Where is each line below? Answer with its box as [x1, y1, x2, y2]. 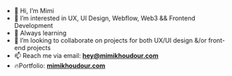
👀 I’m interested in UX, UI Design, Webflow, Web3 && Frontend [13, 14, 196, 22]
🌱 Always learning [13, 29, 67, 37]
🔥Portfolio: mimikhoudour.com [13, 61, 106, 70]
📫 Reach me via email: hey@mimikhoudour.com [13, 52, 159, 59]
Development [13, 22, 54, 29]
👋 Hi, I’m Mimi [13, 7, 54, 15]
